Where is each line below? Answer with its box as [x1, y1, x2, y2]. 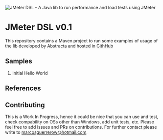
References [5, 84, 41, 93]
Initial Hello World [12, 70, 48, 76]
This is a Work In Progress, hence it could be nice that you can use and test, [5, 114, 159, 120]
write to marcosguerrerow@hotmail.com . [5, 129, 88, 135]
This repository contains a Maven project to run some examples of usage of [5, 38, 158, 43]
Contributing [5, 100, 45, 109]
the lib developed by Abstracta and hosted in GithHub [5, 43, 114, 49]
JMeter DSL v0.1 [5, 22, 72, 33]
